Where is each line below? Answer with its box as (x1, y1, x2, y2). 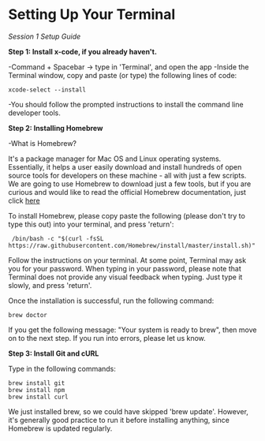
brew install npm (8, 386, 65, 394)
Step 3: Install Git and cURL (8, 349, 99, 358)
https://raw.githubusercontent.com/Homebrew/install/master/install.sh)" (8, 241, 256, 249)
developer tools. (8, 108, 61, 118)
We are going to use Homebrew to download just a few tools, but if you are (8, 179, 252, 189)
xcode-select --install (8, 85, 87, 94)
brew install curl (8, 393, 69, 401)
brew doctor (8, 311, 47, 319)
